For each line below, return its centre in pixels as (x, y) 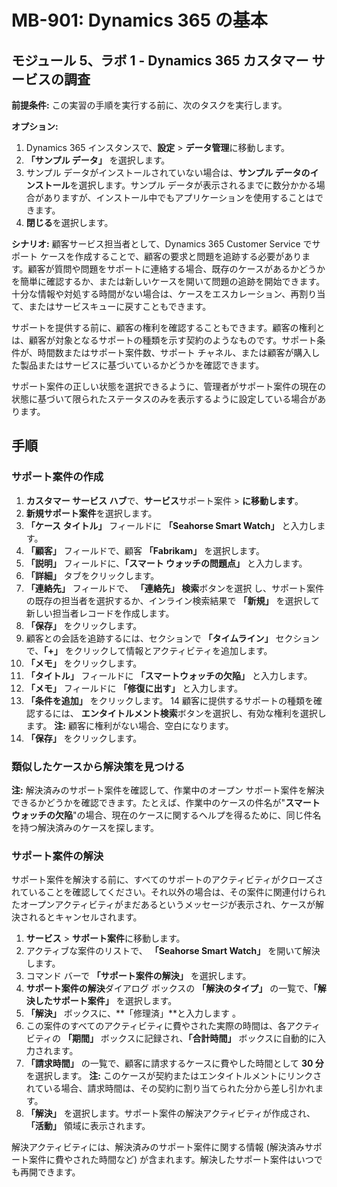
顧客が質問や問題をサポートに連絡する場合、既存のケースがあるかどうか (176, 269)
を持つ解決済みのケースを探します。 (85, 827)
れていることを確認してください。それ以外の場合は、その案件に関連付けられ (168, 892)
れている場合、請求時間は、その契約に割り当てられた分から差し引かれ (170, 1088)
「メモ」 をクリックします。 (84, 663)
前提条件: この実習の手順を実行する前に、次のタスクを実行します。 (149, 105)
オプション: (35, 126)
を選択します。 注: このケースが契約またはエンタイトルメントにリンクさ (174, 1076)
